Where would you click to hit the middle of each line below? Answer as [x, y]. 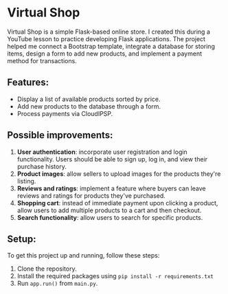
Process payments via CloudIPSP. [65, 113]
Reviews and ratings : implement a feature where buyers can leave [111, 188]
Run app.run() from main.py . [57, 284]
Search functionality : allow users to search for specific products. [110, 217]
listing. [26, 181]
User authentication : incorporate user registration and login [102, 152]
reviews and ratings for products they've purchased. [91, 195]
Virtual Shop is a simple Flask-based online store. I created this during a [109, 32]
